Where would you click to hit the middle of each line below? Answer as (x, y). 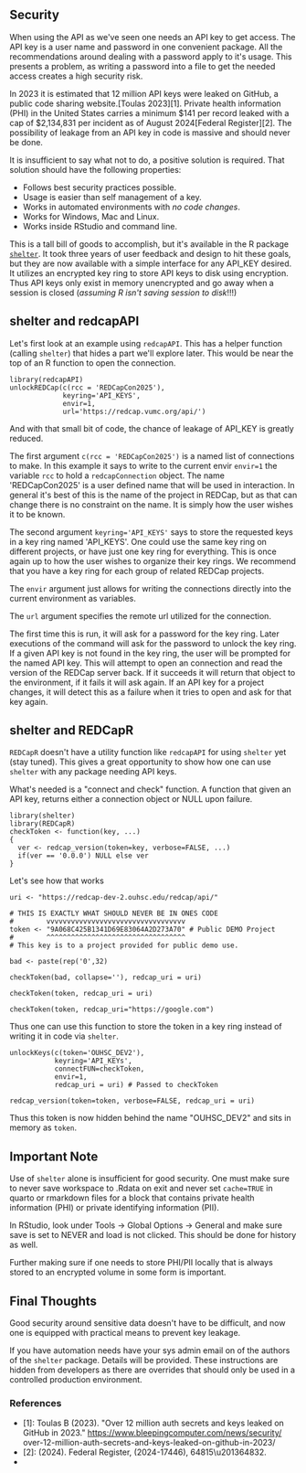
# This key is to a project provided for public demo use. (124, 945)
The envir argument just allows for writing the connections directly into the (151, 588)
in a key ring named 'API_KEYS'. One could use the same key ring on (138, 541)
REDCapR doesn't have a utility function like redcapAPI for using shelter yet (148, 753)
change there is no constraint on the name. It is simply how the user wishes (152, 504)
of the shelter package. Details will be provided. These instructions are (144, 1361)
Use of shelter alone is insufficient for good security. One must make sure (150, 1179)
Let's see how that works (57, 881)
